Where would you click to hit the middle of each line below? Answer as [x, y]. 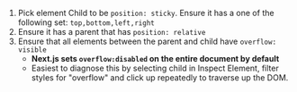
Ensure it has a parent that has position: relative [112, 32]
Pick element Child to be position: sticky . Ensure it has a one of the [146, 13]
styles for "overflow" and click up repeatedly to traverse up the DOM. [160, 78]
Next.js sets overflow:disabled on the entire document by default [155, 59]
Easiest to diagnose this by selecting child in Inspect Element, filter [155, 68]
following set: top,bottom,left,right [86, 22]
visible [32, 50]
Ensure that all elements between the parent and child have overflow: [147, 41]
